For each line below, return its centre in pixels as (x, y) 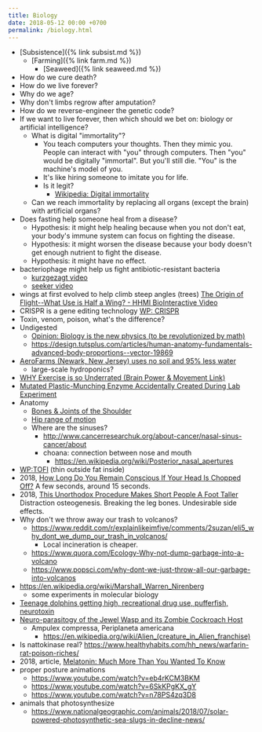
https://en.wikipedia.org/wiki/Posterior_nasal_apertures (144, 461)
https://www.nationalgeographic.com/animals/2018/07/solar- (130, 712)
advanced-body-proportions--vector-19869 (102, 353)
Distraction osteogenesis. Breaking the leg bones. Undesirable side (128, 503)
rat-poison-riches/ (49, 653)
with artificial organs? (66, 211)
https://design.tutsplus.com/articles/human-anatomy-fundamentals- (142, 344)
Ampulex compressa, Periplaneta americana (102, 628)
